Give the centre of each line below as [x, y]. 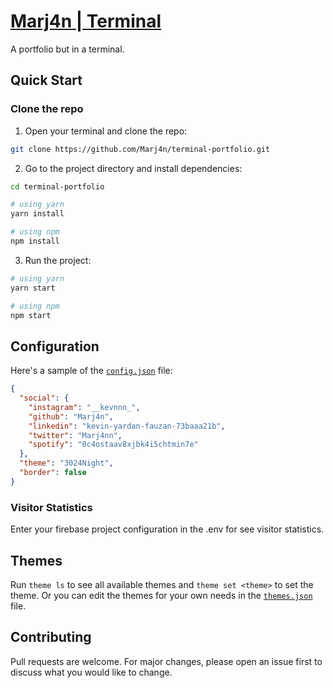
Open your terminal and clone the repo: [106, 131]
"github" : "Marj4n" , [71, 416]
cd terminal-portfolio [57, 186]
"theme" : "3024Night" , [66, 463]
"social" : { [44, 398]
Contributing [51, 637]
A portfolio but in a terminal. [67, 49]
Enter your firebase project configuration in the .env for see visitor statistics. [167, 529]
